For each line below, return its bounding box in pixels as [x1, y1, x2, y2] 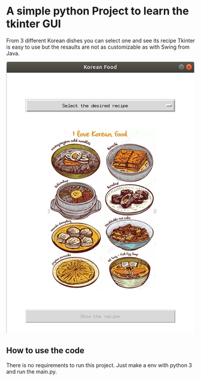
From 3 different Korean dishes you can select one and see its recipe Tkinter [6, 37, 196, 44]
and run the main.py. [6, 368, 57, 375]
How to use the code [6, 345, 85, 356]
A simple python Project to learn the [6, 4, 189, 18]
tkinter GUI [6, 17, 61, 31]
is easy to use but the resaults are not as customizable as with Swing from [6, 43, 190, 51]
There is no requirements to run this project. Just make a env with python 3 [6, 361, 192, 368]
